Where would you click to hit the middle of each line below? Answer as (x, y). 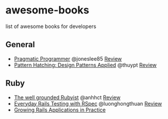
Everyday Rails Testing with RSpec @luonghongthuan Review (88, 103)
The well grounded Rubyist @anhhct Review (67, 97)
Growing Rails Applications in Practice (60, 110)
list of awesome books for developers (51, 26)
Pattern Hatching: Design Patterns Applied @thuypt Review (85, 65)
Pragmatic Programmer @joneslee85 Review (68, 58)
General (20, 45)
